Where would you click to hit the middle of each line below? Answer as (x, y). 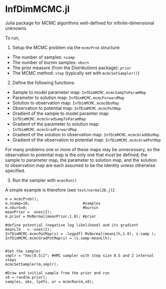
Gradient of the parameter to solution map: (56, 124)
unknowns (16, 28)
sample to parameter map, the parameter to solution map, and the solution (81, 160)
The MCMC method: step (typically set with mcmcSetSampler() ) (76, 73)
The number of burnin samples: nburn (51, 62)
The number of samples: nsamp (44, 57)
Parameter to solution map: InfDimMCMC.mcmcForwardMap (68, 97)
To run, (12, 38)
